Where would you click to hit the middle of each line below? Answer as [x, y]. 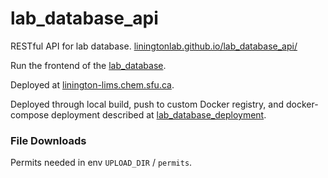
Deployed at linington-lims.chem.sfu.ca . [92, 84]
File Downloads [48, 140]
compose [30, 114]
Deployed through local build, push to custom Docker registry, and [147, 104]
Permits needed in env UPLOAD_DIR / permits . [101, 163]
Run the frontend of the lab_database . [88, 65]
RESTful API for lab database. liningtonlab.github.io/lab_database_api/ [154, 46]
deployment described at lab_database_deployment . [159, 114]
